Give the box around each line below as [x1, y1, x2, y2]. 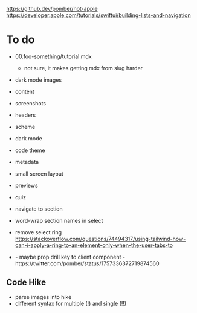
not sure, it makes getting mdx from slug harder [24, 64, 143, 71]
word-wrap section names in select [15, 217, 103, 224]
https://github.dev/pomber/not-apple [6, 5, 98, 12]
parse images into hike [15, 293, 72, 300]
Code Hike [6, 277, 47, 288]
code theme [15, 147, 45, 154]
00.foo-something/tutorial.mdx [15, 53, 92, 60]
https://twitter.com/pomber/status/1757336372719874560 [15, 260, 160, 267]
